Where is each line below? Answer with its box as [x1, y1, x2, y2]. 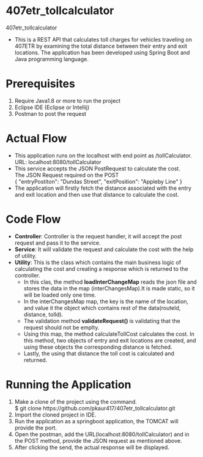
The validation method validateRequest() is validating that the [23, 317, 181, 325]
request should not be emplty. [23, 323, 100, 331]
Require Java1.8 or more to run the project [14, 97, 120, 104]
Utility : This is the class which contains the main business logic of [14, 259, 182, 266]
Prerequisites [6, 77, 76, 91]
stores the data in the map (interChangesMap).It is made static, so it [23, 284, 195, 292]
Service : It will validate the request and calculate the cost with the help [14, 246, 194, 253]
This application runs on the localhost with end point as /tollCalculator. [14, 151, 192, 159]
